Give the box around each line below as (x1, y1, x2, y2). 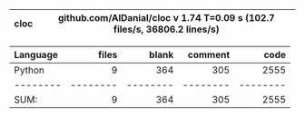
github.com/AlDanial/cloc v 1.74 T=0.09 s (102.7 (57, 12, 275, 24)
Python (14, 64, 45, 76)
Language (14, 49, 59, 61)
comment (187, 49, 230, 61)
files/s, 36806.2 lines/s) (113, 23, 220, 35)
